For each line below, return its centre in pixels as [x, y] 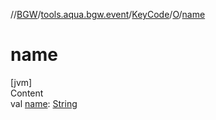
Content [27, 93]
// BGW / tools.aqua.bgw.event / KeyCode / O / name [108, 14]
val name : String [44, 103]
